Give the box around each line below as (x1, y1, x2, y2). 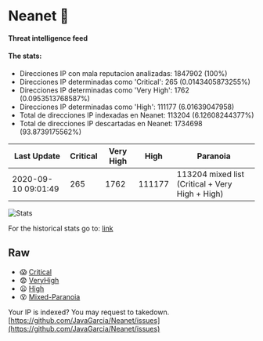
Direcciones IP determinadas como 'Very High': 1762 (19, 85, 190, 95)
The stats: (8, 51, 42, 61)
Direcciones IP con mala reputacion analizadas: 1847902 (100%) (19, 68, 228, 78)
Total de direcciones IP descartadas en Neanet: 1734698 (19, 118, 204, 128)
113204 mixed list (176, 169, 245, 180)
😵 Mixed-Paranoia (19, 292, 81, 301)
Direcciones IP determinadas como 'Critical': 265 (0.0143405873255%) (19, 77, 250, 86)
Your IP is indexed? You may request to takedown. (8, 307, 170, 317)
